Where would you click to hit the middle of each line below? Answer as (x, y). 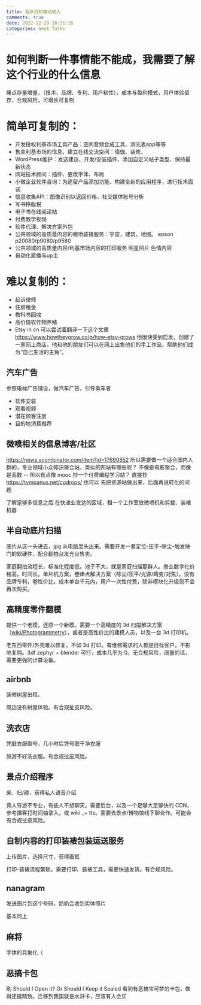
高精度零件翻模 (34, 609)
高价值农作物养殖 (36, 322)
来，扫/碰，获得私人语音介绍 (41, 792)
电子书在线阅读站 (36, 212)
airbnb (19, 679)
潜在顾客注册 (31, 416)
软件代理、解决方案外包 (44, 227)
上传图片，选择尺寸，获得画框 (43, 856)
